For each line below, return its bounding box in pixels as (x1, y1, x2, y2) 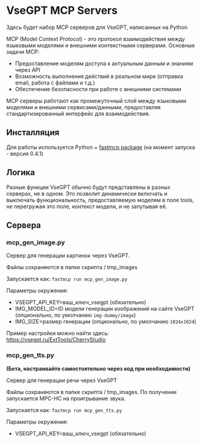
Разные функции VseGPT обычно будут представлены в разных (6, 183, 171, 191)
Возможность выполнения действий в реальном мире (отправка (14, 72, 183, 80)
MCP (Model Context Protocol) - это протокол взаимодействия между (6, 35, 185, 42)
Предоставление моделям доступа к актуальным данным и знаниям (14, 60, 194, 67)
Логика (6, 167, 35, 178)
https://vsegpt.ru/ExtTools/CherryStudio (6, 336, 106, 343)
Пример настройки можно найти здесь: (6, 330, 110, 337)
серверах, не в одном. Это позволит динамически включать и (6, 190, 168, 197)
